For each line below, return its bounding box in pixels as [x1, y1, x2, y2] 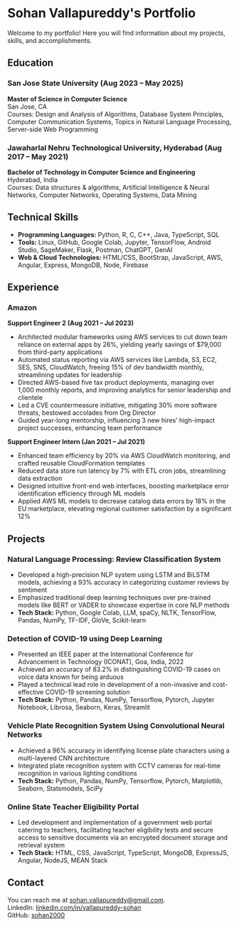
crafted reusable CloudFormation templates [17, 459, 146, 468]
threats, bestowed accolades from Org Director [17, 408, 156, 417]
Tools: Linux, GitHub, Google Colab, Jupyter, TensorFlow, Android [17, 238, 211, 246]
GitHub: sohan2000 [7, 910, 65, 919]
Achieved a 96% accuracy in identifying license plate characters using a [17, 746, 230, 755]
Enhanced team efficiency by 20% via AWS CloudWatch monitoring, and [17, 451, 230, 460]
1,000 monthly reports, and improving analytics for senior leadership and [17, 386, 231, 394]
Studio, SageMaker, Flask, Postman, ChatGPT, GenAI [17, 245, 173, 254]
